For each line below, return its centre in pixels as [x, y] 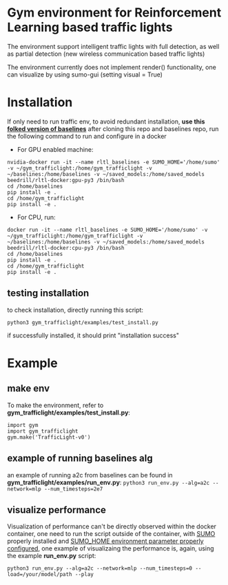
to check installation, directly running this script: [75, 310]
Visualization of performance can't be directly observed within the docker [112, 526]
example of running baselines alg [80, 458]
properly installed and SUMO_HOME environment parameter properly [106, 541]
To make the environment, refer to [55, 405]
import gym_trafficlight [43, 431]
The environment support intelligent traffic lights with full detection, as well [113, 46]
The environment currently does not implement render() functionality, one [112, 67]
